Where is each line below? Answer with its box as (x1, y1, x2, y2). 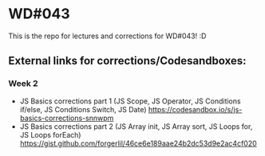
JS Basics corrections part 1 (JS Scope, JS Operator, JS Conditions (19, 96, 241, 106)
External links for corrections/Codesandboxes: (8, 54, 247, 68)
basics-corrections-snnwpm (19, 113, 114, 123)
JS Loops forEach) (19, 130, 81, 139)
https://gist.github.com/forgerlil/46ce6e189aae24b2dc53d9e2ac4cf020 (19, 138, 257, 148)
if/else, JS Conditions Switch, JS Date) (19, 104, 147, 114)
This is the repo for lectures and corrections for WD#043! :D (8, 31, 207, 41)
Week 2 (8, 78, 38, 89)
